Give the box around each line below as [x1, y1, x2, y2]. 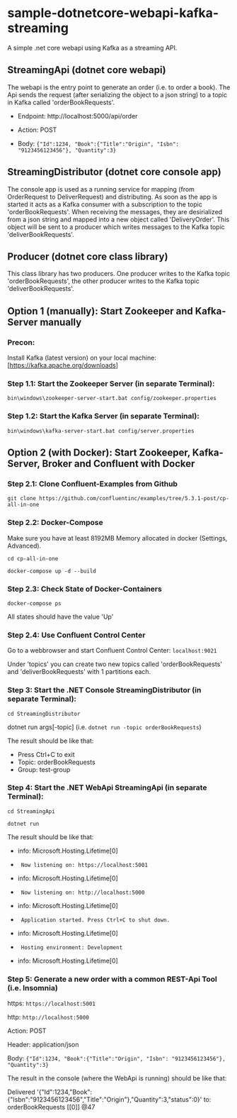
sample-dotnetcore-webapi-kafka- [7, 5, 219, 21]
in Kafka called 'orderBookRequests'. [7, 98, 115, 106]
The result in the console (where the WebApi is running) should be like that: [7, 1074, 227, 1083]
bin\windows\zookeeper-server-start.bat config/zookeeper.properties [7, 395, 217, 402]
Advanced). [7, 541, 42, 550]
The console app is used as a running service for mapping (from [7, 184, 195, 193]
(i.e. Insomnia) [7, 983, 58, 992]
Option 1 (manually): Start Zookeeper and [7, 305, 193, 317]
